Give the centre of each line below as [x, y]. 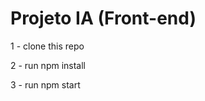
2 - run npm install [48, 65]
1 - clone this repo [47, 46]
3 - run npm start [45, 84]
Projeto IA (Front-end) [103, 18]
